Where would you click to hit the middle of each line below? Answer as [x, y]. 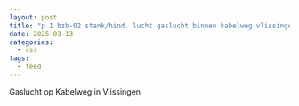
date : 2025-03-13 [41, 34]
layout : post [33, 17]
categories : [31, 42]
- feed [29, 67]
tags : [19, 58]
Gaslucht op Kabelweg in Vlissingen [75, 91]
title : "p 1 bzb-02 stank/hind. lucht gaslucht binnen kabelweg [131, 26]
